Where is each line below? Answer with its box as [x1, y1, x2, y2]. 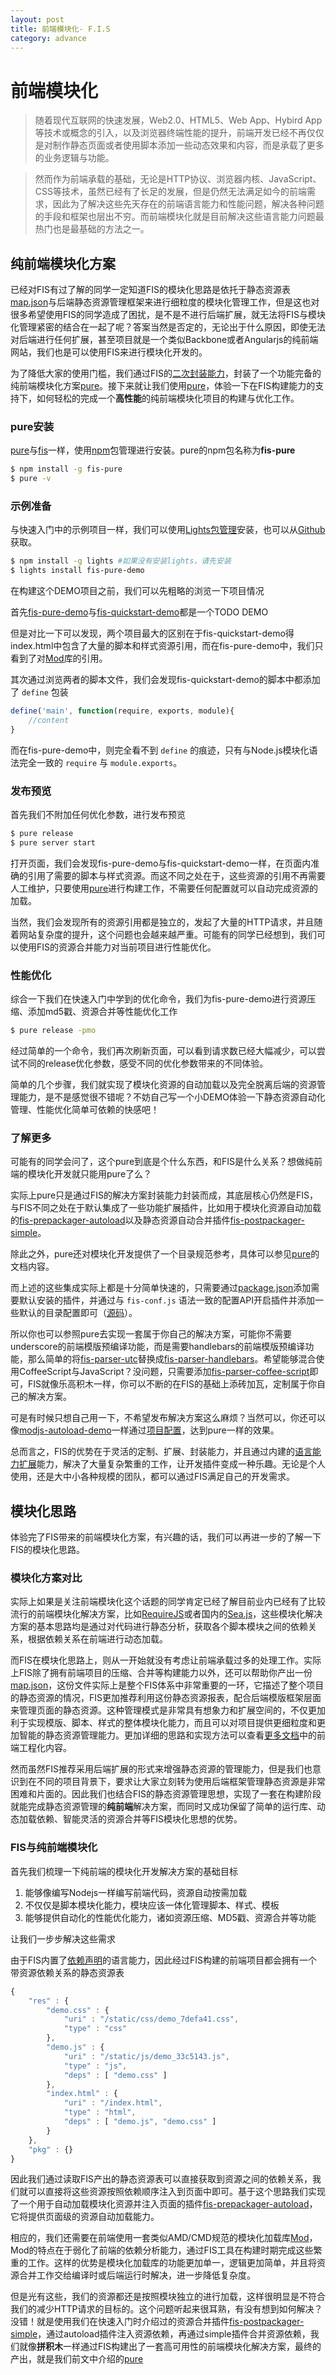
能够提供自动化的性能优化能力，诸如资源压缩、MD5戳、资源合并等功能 [24, 1911, 317, 1923]
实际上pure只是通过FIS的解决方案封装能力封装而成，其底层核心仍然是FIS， [10, 1189, 319, 1201]
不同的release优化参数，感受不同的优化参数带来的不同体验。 [18, 1057, 269, 1070]
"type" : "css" [63, 2024, 128, 2034]
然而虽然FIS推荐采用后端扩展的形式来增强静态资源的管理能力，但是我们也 [10, 1763, 313, 1775]
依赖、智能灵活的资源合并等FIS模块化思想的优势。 [36, 1813, 243, 1825]
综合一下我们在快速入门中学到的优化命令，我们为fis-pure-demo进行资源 [10, 993, 308, 1005]
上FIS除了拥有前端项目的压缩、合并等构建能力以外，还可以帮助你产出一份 [10, 1667, 313, 1679]
